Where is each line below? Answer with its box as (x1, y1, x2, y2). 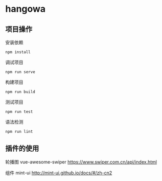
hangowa (5, 3, 46, 15)
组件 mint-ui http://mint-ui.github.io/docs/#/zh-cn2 (5, 170, 112, 176)
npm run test (5, 109, 33, 114)
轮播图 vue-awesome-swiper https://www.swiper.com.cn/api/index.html (5, 158, 157, 165)
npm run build (5, 89, 36, 94)
